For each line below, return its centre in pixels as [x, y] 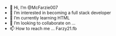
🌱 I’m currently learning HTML [40, 18]
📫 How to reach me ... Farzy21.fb [43, 28]
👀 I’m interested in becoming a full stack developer [60, 13]
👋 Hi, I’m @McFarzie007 [34, 8]
